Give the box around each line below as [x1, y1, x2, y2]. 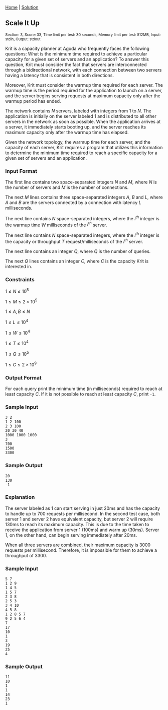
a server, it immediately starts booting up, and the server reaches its [5, 123, 146, 130]
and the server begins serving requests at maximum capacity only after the [5, 93, 160, 99]
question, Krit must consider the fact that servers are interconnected [5, 61, 147, 68]
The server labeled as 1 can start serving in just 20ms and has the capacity [5, 505, 160, 511]
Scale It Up [5, 19, 40, 27]
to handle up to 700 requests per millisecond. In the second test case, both [5, 510, 160, 517]
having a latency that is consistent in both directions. [5, 72, 114, 78]
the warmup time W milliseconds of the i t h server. [5, 221, 107, 228]
